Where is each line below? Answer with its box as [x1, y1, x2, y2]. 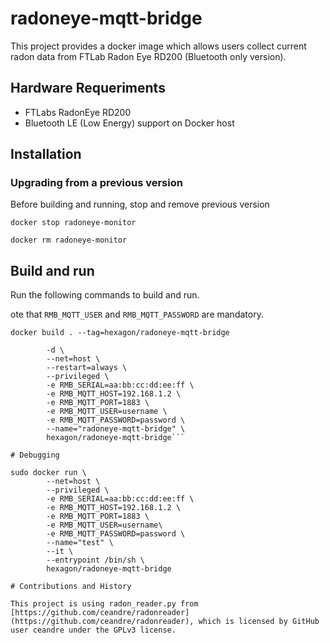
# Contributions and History [10, 582, 132, 592]
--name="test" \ [46, 538, 114, 548]
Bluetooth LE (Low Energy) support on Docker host [24, 117, 235, 129]
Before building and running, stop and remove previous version [10, 198, 270, 211]
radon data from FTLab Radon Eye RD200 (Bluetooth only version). [10, 50, 287, 62]
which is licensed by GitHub [198, 617, 320, 627]
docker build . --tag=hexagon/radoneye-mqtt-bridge [10, 328, 230, 338]
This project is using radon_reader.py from [10, 599, 199, 609]
